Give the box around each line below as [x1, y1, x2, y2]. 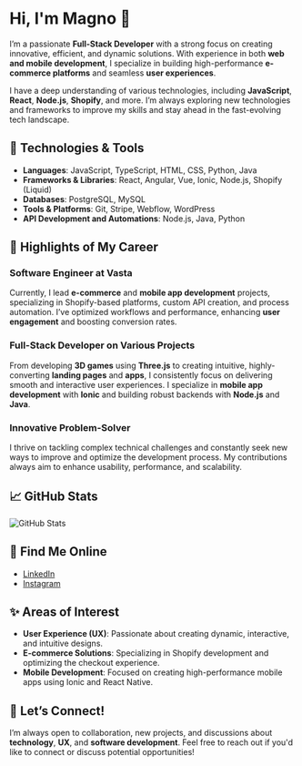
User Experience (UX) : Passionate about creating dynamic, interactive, [22, 628, 289, 639]
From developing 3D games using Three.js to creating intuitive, [9, 360, 247, 371]
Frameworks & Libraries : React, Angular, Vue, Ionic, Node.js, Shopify [22, 174, 283, 185]
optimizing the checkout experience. [22, 658, 160, 669]
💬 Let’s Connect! [9, 703, 106, 719]
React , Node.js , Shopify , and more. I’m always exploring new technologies [9, 95, 291, 106]
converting [9, 369, 50, 381]
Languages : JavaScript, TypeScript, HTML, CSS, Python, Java [22, 164, 257, 176]
